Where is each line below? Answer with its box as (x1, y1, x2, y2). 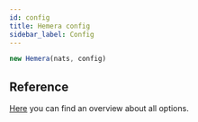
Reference (9, 79, 69, 94)
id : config (9, 13, 50, 22)
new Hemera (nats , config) (9, 55, 106, 64)
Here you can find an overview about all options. (9, 103, 189, 114)
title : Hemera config (9, 22, 91, 30)
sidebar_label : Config (9, 30, 94, 39)
